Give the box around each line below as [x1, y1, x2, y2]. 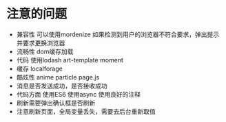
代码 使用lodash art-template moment [16, 56, 123, 64]
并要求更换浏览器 [16, 38, 65, 47]
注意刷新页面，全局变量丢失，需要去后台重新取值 [16, 107, 156, 115]
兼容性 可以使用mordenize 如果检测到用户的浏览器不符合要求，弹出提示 [16, 30, 220, 38]
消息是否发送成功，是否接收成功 [16, 82, 107, 90]
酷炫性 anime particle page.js [16, 73, 100, 81]
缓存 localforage [16, 64, 63, 73]
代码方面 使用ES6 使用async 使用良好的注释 [16, 90, 141, 98]
